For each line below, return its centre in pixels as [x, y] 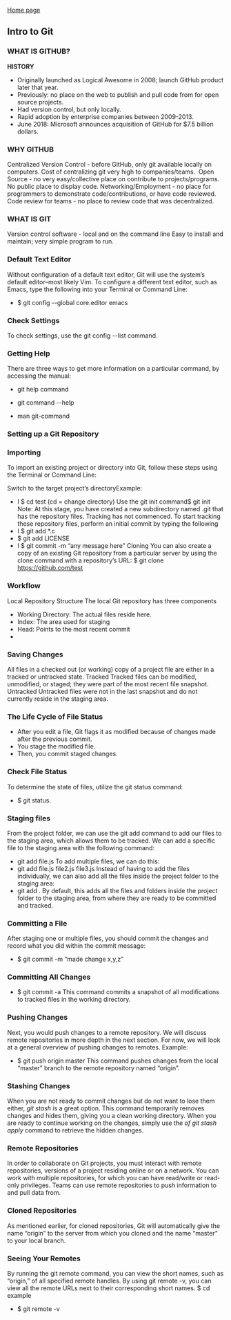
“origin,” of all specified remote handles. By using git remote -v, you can [109, 1281]
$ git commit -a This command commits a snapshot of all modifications [118, 992]
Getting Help [29, 354]
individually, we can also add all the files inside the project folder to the [118, 876]
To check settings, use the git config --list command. [82, 336]
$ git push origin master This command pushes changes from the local [118, 1061]
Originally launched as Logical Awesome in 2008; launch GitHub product [120, 80]
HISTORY [21, 66]
